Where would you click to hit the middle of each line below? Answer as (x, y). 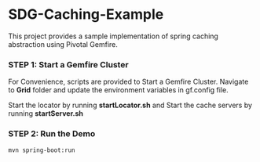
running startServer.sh (46, 113)
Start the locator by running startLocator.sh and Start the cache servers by (130, 105)
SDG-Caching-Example (86, 14)
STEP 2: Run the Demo (52, 134)
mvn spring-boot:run (42, 150)
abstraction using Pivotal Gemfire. (63, 44)
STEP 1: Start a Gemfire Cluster (68, 64)
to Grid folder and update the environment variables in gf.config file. (119, 90)
